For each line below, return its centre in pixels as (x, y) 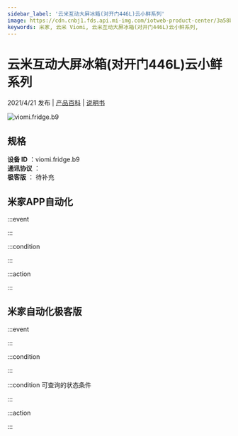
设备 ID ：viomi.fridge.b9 (44, 159)
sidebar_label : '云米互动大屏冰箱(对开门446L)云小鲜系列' (86, 14)
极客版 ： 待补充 (31, 177)
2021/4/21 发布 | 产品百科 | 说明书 (56, 103)
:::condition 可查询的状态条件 (50, 385)
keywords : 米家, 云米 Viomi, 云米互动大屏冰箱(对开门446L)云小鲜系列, (103, 27)
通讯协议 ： (24, 168)
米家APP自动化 (40, 201)
